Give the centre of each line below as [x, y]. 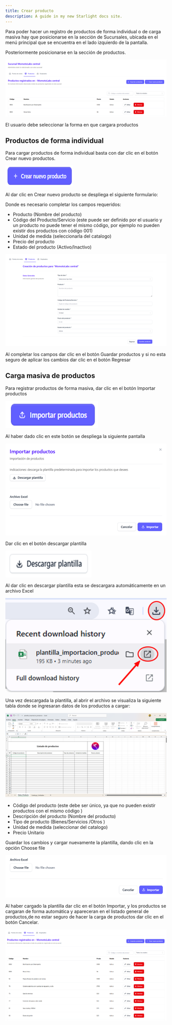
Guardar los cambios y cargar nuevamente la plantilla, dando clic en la [79, 842]
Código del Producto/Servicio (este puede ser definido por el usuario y [87, 220]
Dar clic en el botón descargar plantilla [46, 543]
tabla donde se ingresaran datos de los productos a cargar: [68, 706]
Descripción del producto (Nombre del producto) [64, 816]
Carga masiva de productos [50, 376]
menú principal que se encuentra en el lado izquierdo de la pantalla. [77, 42]
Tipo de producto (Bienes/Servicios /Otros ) [59, 822]
